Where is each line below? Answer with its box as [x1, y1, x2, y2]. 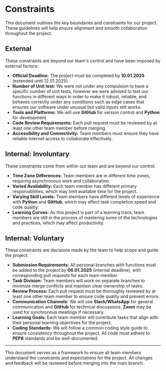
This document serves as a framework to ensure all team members [5, 350, 142, 356]
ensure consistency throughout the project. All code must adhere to [12, 330, 150, 336]
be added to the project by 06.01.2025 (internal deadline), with [12, 267, 141, 273]
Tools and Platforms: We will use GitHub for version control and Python [12, 109, 160, 115]
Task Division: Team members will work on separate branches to [12, 278, 145, 284]
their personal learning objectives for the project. [12, 320, 112, 326]
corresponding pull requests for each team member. [12, 273, 119, 279]
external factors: [5, 63, 39, 69]
